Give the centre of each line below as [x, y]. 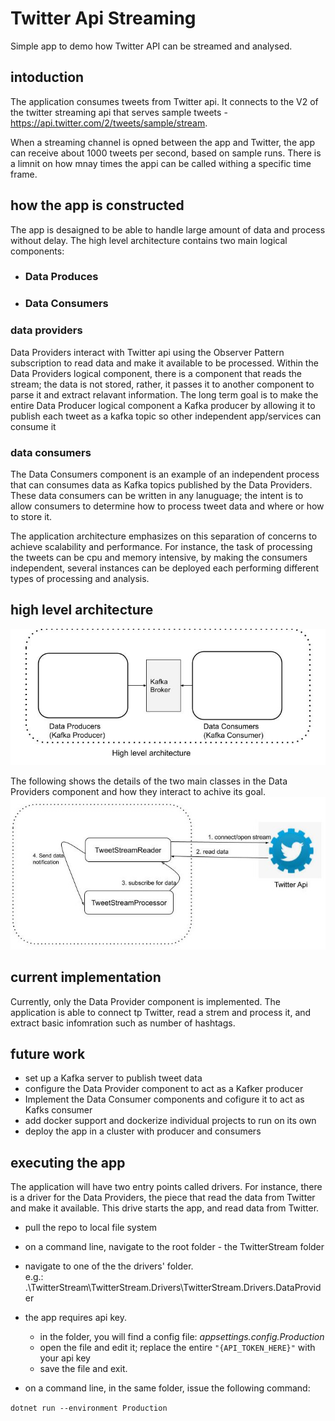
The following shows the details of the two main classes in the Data [149, 781]
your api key [65, 1358]
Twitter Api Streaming [103, 18]
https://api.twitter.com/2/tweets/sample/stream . [109, 123]
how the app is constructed [97, 205]
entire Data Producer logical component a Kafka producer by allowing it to [163, 405]
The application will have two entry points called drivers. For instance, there [166, 1187]
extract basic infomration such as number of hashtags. [123, 1023]
